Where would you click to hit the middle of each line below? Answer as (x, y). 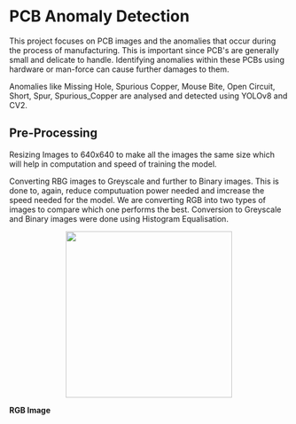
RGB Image (30, 410)
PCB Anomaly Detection (100, 16)
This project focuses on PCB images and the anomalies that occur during (143, 41)
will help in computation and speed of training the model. (113, 164)
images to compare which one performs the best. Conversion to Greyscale (145, 209)
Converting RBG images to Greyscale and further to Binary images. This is (144, 181)
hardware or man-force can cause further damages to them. (119, 69)
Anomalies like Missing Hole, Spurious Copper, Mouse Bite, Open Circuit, (142, 86)
